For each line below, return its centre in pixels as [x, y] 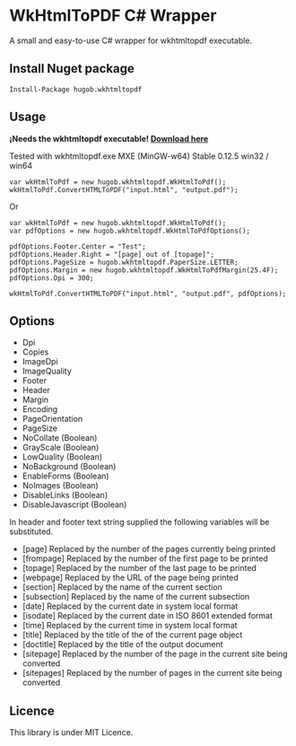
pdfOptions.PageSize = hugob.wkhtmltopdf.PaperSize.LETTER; [124, 262]
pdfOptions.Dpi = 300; [52, 278]
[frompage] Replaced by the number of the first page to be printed [145, 558]
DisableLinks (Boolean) [65, 496]
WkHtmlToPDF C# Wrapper [113, 16]
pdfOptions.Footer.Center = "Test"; [78, 246]
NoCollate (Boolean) [60, 438]
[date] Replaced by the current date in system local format [130, 606]
